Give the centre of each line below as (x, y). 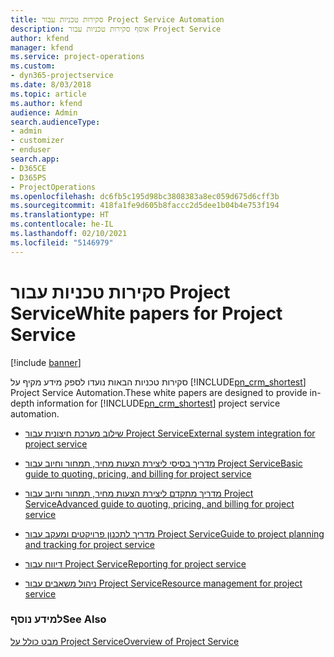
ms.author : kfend (46, 103)
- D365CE (28, 168)
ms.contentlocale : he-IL (62, 224)
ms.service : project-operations (77, 57)
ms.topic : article (48, 94)
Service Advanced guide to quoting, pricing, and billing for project (159, 503)
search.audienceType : (55, 122)
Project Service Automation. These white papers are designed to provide (159, 392)
